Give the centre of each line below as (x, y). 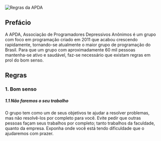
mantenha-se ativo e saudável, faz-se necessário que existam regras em (78, 55)
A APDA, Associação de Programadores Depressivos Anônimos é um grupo (80, 34)
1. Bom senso (21, 89)
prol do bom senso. (24, 60)
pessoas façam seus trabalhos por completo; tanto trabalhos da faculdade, (80, 123)
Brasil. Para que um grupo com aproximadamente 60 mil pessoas (70, 50)
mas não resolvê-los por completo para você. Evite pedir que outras (73, 118)
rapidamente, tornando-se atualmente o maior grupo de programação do (78, 45)
